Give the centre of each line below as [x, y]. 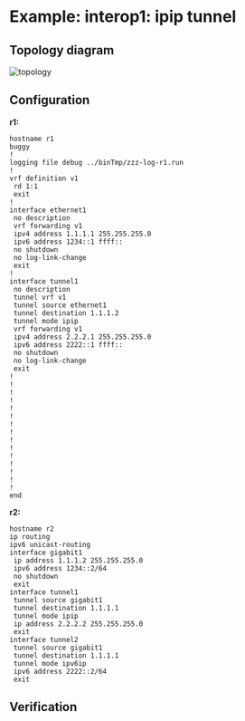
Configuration [50, 100]
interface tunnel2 [44, 639]
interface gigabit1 [46, 553]
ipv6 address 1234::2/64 [60, 568]
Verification [43, 707]
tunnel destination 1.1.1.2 [66, 313]
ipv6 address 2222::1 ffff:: [68, 345]
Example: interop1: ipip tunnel [123, 17]
